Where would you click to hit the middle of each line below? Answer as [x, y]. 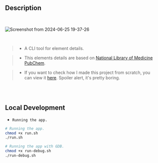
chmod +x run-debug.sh [28, 151]
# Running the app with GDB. [35, 146]
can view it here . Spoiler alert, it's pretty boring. [72, 77]
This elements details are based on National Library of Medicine [89, 58]
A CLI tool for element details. [54, 48]
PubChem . [35, 63]
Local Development [35, 108]
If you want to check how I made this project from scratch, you [87, 72]
